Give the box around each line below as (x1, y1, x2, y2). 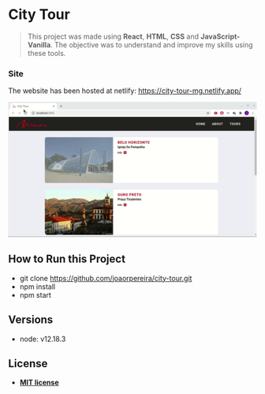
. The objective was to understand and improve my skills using (50, 39, 254, 49)
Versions (8, 313, 54, 327)
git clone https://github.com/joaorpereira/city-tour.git (19, 273, 192, 283)
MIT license (19, 377, 59, 388)
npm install (19, 282, 56, 291)
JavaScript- (200, 32, 241, 41)
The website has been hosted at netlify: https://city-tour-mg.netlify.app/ (8, 86, 242, 96)
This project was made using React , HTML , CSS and (27, 32, 200, 41)
